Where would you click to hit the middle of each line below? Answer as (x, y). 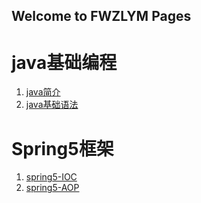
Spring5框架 (62, 148)
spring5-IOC (51, 177)
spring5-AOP (52, 188)
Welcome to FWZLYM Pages (101, 16)
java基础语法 (52, 105)
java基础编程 (64, 62)
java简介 (43, 92)
